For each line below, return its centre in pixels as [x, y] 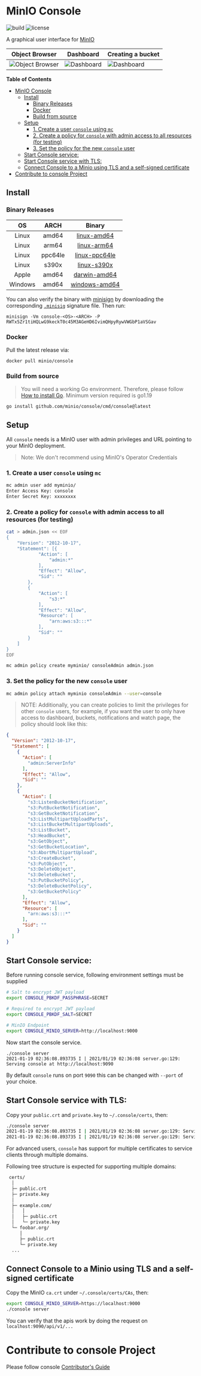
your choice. [22, 1081]
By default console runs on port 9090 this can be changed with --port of [95, 1075]
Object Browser [34, 54]
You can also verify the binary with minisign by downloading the [85, 299]
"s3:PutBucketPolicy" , [56, 881]
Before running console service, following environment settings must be [95, 975]
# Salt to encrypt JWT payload [45, 993]
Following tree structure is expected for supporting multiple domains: [91, 1166]
